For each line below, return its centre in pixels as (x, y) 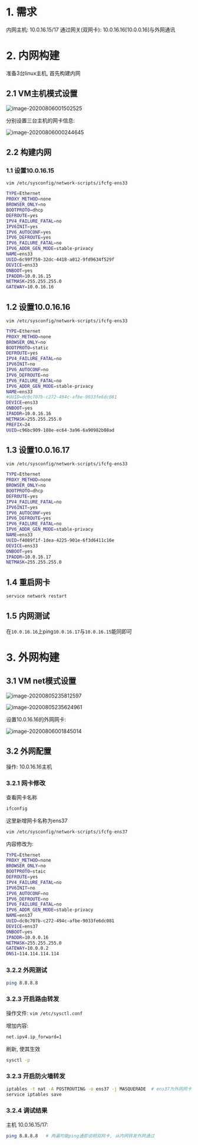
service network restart (37, 596)
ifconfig (17, 808)
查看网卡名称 (22, 797)
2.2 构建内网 (29, 152)
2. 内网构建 (33, 56)
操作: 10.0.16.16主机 (29, 767)
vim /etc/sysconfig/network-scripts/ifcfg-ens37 (67, 832)
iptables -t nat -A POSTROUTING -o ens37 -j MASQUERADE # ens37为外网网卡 (99, 1089)
